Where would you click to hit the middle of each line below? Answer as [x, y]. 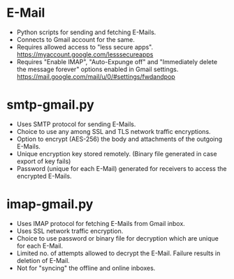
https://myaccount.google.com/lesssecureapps [85, 54]
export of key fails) [44, 161]
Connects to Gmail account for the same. [76, 39]
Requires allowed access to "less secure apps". [85, 47]
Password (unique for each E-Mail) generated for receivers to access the [122, 168]
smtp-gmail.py [51, 105]
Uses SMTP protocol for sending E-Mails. [76, 124]
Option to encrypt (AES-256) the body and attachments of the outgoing [119, 139]
